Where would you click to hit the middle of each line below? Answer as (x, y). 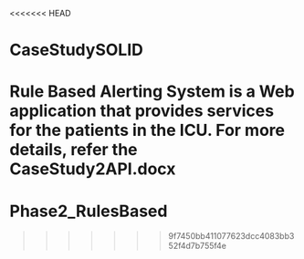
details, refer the (74, 150)
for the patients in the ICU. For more (147, 130)
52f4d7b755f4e (197, 246)
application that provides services (142, 111)
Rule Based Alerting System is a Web (152, 92)
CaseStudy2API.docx (93, 169)
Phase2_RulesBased (89, 211)
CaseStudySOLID (76, 50)
